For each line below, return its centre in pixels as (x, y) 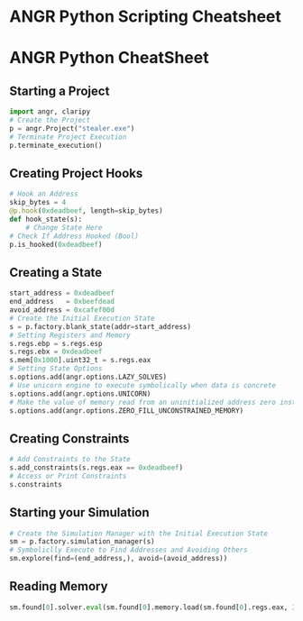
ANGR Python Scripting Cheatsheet (146, 17)
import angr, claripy (50, 112)
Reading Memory (59, 586)
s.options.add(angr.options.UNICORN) (80, 394)
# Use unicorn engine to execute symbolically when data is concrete (143, 385)
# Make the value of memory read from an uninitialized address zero (143, 402)
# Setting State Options (56, 369)
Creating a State (56, 272)
